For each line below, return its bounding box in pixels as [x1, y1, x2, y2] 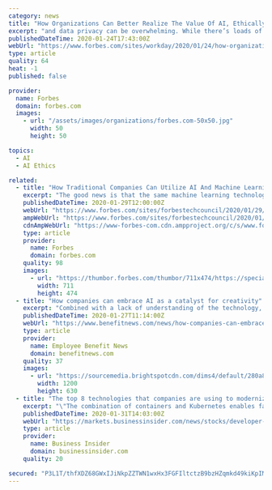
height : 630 [37, 387, 79, 395]
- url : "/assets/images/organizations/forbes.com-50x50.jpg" [23, 117, 233, 126]
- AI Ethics [15, 161, 57, 170]
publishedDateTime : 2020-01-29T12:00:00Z [23, 199, 164, 207]
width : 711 [37, 281, 74, 290]
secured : [8, 469, 38, 478]
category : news [8, 11, 60, 20]
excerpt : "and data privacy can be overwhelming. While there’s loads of [8, 27, 263, 35]
